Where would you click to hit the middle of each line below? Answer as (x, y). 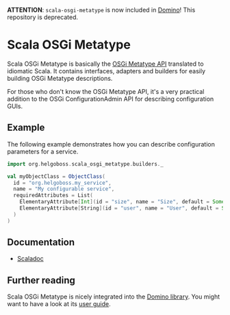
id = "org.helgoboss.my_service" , (62, 183)
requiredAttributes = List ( (53, 196)
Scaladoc (30, 259)
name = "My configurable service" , (64, 189)
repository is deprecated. (43, 17)
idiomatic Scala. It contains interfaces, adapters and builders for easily (106, 71)
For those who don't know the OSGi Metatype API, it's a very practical (106, 91)
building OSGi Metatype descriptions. (60, 78)
